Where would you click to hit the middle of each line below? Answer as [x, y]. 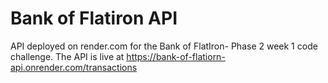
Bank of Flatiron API [94, 18]
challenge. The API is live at [67, 56]
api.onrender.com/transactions [74, 67]
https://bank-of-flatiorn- [176, 56]
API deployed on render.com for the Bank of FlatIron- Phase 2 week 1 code [164, 46]
